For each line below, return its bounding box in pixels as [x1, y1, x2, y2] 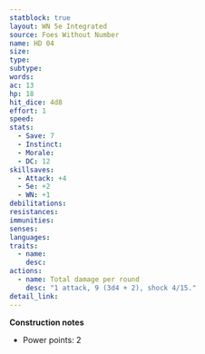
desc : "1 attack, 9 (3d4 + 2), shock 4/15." [25, 283, 197, 292]
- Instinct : [17, 140, 63, 149]
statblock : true [9, 13, 71, 23]
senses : [9, 224, 39, 233]
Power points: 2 [22, 334, 82, 345]
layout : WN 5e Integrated [9, 22, 107, 31]
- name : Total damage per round [17, 275, 141, 284]
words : [9, 73, 34, 82]
